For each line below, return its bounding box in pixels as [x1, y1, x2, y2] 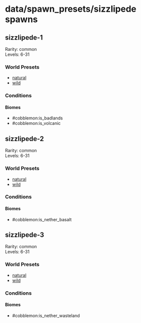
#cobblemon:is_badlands [12, 115, 63, 121]
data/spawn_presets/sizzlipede [5, 3, 137, 15]
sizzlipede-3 [5, 231, 44, 239]
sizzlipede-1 [5, 33, 43, 42]
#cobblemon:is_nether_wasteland [12, 312, 80, 319]
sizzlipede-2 [5, 135, 44, 143]
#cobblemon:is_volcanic [12, 120, 61, 126]
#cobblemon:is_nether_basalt [12, 216, 72, 222]
